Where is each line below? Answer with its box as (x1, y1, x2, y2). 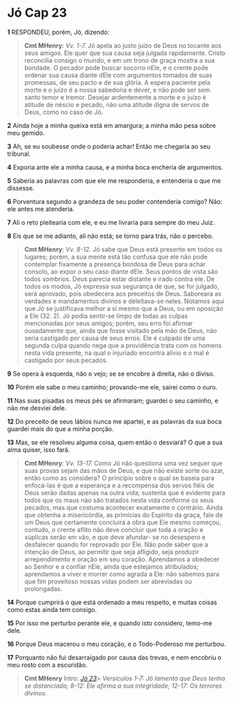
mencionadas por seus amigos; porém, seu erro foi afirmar (24, 318, 193, 328)
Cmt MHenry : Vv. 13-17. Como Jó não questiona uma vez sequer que (24, 459, 223, 467)
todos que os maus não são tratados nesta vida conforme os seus (24, 496, 214, 504)
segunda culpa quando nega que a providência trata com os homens (24, 341, 222, 349)
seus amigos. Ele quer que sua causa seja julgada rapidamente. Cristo (24, 49, 226, 57)
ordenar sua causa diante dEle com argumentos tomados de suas (24, 71, 213, 79)
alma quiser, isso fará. (7, 445, 70, 453)
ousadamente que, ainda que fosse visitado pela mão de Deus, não (24, 326, 218, 334)
